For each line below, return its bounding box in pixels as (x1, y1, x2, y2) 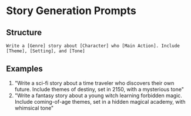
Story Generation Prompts (6, 4, 136, 18)
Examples (6, 64, 43, 74)
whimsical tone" (14, 104, 54, 111)
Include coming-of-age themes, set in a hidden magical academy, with (14, 98, 186, 105)
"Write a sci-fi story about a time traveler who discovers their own (14, 79, 175, 86)
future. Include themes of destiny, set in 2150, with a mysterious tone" (14, 86, 184, 93)
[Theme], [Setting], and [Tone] (6, 48, 85, 54)
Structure (6, 28, 42, 37)
